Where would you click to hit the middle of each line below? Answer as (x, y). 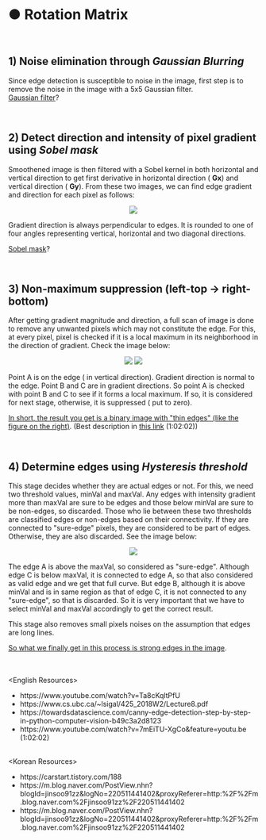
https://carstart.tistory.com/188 (71, 777)
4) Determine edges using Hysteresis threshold (128, 467)
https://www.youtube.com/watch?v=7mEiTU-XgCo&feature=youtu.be (133, 729)
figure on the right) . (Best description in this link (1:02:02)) (103, 427)
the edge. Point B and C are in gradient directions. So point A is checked (126, 385)
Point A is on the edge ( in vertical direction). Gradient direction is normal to (132, 378)
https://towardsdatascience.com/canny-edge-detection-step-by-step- (135, 712)
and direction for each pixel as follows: (71, 194)
